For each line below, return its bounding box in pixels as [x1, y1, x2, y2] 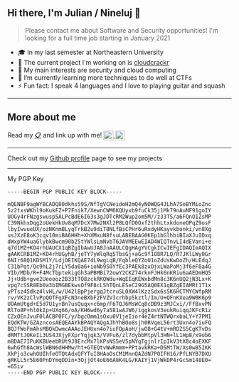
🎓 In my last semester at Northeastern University [17, 48, 164, 56]
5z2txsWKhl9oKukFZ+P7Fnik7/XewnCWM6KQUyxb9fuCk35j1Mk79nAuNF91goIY [7, 207, 212, 214]
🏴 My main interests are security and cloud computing [17, 66, 176, 74]
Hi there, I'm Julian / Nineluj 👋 [7, 7, 141, 19]
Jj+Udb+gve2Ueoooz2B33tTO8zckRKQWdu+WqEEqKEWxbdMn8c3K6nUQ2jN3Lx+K [7, 275, 212, 282]
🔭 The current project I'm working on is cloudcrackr [17, 58, 169, 66]
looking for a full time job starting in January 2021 [24, 33, 171, 42]
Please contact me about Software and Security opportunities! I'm [24, 26, 218, 34]
